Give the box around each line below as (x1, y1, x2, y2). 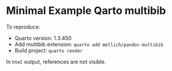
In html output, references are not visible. (6, 58, 106, 65)
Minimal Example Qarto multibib (6, 4, 166, 17)
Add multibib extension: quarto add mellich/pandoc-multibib (14, 41, 164, 48)
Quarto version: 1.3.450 (14, 34, 72, 41)
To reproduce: (6, 23, 41, 30)
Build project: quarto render (14, 47, 83, 54)
